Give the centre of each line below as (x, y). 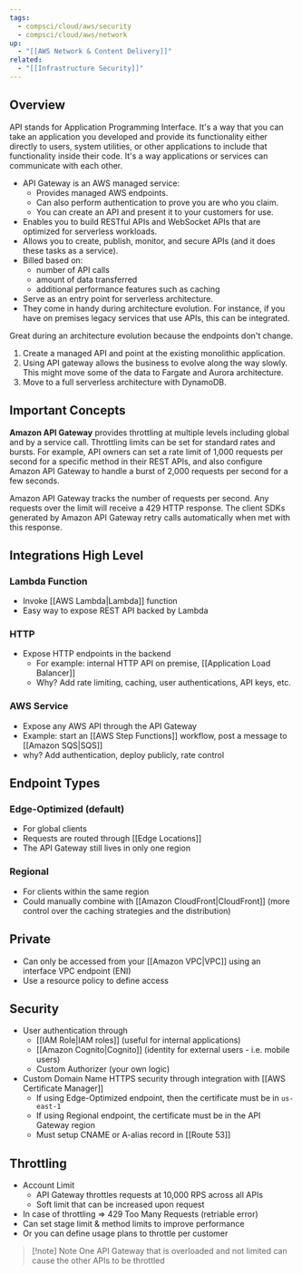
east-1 (49, 1107)
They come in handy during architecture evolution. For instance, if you (154, 308)
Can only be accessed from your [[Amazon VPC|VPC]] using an (141, 961)
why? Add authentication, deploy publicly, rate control (123, 754)
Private (30, 939)
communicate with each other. (66, 165)
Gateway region (66, 1125)
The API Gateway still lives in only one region (107, 848)
